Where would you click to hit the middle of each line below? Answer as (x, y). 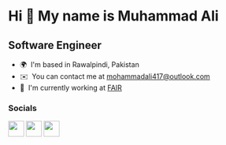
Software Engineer (55, 45)
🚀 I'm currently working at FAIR (70, 87)
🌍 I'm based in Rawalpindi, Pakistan (79, 65)
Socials (22, 108)
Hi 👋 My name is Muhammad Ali (113, 16)
